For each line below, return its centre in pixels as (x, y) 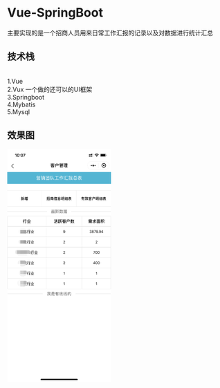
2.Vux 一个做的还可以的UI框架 (50, 89)
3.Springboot (26, 97)
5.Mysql (18, 111)
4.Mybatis (21, 104)
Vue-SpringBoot (55, 13)
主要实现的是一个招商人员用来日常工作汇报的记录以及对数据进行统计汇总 (110, 33)
